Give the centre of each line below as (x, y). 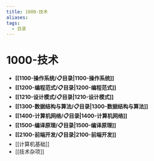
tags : (13, 23)
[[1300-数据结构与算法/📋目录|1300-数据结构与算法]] (82, 107)
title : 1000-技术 (27, 12)
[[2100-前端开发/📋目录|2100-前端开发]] (66, 135)
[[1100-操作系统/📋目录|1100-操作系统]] (65, 78)
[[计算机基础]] (32, 144)
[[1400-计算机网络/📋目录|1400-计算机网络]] (71, 116)
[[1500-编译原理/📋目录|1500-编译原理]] (66, 125)
